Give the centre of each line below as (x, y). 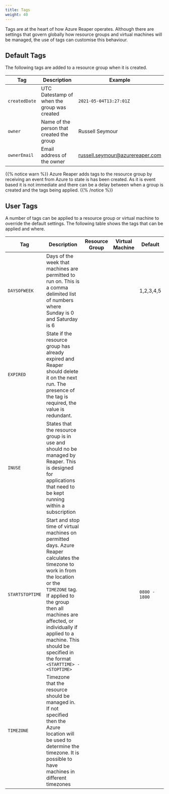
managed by (61, 455)
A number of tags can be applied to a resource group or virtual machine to (82, 218)
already (55, 352)
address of (54, 155)
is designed (60, 468)
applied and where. (25, 229)
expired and (60, 359)
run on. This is (63, 281)
